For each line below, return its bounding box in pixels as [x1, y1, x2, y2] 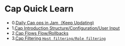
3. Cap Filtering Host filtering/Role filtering [11, 35, 106, 41]
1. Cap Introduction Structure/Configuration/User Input [11, 25, 120, 31]
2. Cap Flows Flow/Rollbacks [11, 30, 69, 36]
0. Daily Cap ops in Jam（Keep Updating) [11, 20, 94, 25]
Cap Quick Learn [4, 3, 74, 14]
